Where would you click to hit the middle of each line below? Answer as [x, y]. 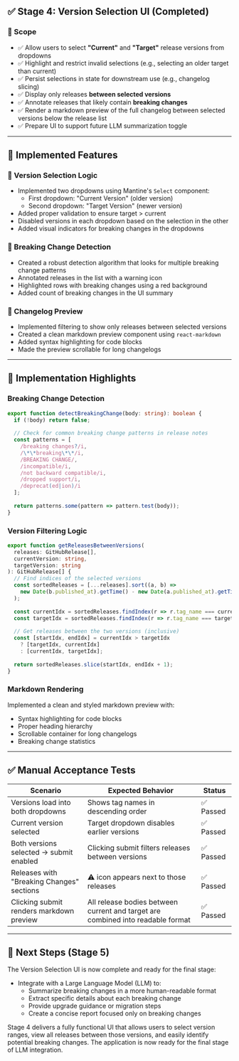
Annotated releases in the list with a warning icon [90, 277]
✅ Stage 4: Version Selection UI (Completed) [108, 12]
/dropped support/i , [51, 479]
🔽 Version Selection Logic [53, 175]
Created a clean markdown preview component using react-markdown [119, 334]
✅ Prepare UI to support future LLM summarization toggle [102, 126]
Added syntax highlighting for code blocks [80, 341]
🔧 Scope [22, 32]
